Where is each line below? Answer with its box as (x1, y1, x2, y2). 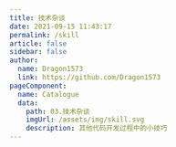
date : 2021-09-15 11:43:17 (9, 22, 112, 31)
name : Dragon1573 (17, 65, 84, 74)
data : (17, 98, 39, 108)
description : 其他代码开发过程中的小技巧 (26, 124, 168, 133)
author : (9, 56, 39, 65)
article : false (9, 38, 67, 48)
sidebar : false (9, 47, 67, 57)
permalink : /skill (9, 30, 79, 39)
